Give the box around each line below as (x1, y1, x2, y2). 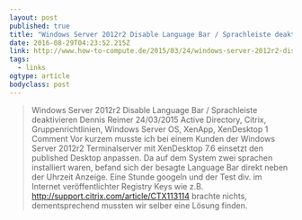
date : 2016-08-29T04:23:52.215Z (9, 38, 130, 48)
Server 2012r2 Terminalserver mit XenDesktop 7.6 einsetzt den (31, 143, 263, 154)
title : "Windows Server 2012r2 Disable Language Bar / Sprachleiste (9, 30, 271, 39)
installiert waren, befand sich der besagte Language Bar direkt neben (31, 162, 289, 172)
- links (17, 64, 47, 73)
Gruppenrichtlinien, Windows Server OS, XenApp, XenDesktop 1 (31, 123, 269, 135)
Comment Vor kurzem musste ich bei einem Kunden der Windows (31, 133, 276, 144)
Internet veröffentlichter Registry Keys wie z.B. (31, 180, 204, 191)
